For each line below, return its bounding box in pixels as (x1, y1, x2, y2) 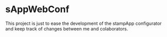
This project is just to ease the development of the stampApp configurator (5, 20, 162, 26)
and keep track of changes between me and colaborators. (5, 25, 128, 31)
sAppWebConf (5, 4, 69, 15)
